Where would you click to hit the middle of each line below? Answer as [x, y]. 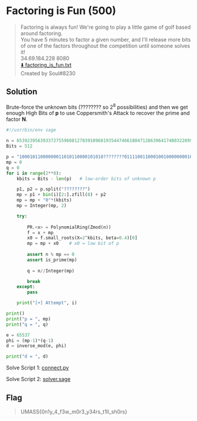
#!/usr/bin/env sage [31, 130]
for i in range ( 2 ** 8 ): [34, 173]
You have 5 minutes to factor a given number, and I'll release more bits [106, 39]
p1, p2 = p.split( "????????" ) [54, 189]
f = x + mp [40, 233]
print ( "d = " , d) [27, 356]
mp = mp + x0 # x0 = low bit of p [73, 244]
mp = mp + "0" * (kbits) [44, 200]
